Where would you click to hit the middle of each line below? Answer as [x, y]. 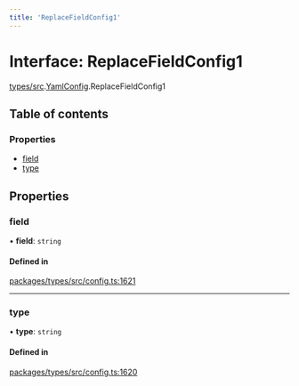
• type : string [36, 332]
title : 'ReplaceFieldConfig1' [65, 17]
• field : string [36, 240]
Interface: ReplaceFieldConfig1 [126, 61]
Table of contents [59, 113]
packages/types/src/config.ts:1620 [73, 372]
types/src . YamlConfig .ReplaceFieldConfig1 [88, 86]
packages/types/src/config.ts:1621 [73, 281]
